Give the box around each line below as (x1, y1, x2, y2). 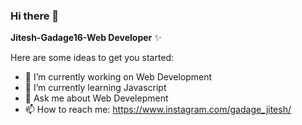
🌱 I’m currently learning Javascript (24, 82, 167, 94)
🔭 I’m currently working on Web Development (24, 71, 213, 83)
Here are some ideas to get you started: (10, 52, 175, 64)
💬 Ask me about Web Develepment (24, 92, 169, 104)
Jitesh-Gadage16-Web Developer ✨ (10, 32, 162, 44)
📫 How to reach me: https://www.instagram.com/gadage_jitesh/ (24, 104, 292, 116)
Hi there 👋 (10, 9, 60, 23)
